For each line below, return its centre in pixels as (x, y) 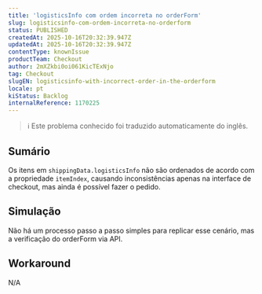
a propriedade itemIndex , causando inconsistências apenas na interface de (130, 178)
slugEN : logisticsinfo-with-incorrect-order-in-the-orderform (112, 81)
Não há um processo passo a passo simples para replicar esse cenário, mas (131, 230)
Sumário (29, 151)
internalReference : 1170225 (54, 103)
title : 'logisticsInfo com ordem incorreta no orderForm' (105, 15)
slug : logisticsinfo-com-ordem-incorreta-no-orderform (100, 23)
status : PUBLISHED (38, 30)
